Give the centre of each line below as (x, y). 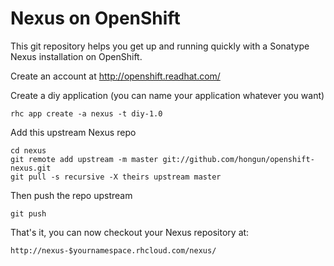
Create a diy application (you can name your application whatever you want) (167, 95)
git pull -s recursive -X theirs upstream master (116, 177)
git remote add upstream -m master (84, 159)
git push (28, 213)
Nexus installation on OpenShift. (76, 56)
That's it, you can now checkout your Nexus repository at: (130, 232)
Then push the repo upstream (71, 195)
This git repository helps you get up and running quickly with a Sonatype (160, 46)
